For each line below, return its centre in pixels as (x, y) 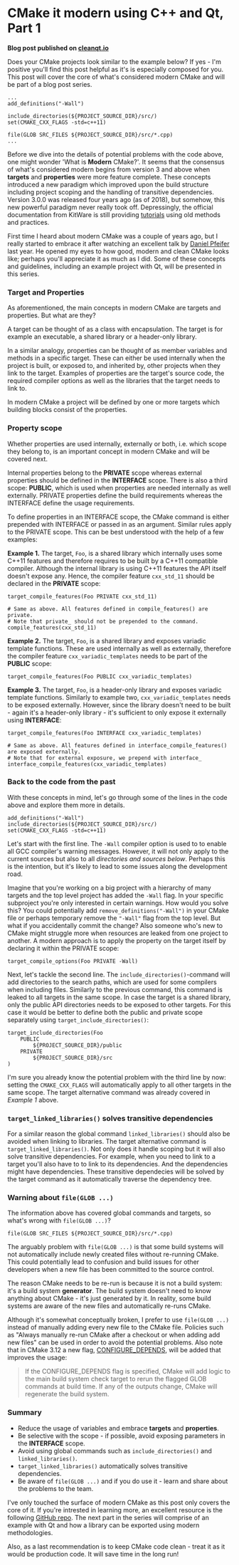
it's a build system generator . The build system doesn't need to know (109, 1291)
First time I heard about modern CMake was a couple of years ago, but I (113, 236)
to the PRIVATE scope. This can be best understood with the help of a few (116, 532)
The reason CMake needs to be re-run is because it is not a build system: (115, 1283)
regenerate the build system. (67, 1394)
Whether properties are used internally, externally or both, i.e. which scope (117, 443)
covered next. (28, 459)
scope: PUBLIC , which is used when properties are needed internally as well (119, 488)
